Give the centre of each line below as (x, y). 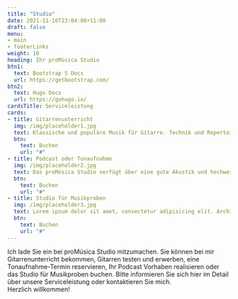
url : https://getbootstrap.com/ (62, 80)
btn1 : (15, 67)
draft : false (27, 27)
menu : (15, 34)
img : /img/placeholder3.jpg (55, 205)
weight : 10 (23, 54)
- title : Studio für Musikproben (57, 198)
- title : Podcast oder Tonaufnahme (60, 159)
